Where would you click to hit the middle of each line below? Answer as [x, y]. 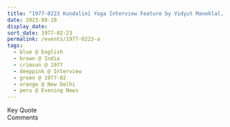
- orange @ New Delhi [45, 84]
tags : [15, 46]
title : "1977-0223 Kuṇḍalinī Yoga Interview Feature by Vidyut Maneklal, [116, 13]
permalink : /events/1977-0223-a [54, 39]
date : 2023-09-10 [32, 20]
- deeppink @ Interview [47, 71]
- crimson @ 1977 [38, 65]
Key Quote [22, 110]
